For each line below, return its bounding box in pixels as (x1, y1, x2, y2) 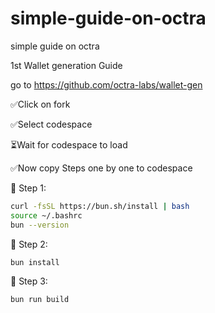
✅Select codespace (10, 118, 93, 130)
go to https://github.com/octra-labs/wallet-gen (10, 78, 203, 91)
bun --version (10, 220, 70, 230)
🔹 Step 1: (10, 182, 47, 194)
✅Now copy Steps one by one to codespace (10, 162, 193, 174)
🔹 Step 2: (10, 238, 48, 250)
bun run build (10, 295, 70, 305)
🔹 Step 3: (10, 275, 48, 287)
